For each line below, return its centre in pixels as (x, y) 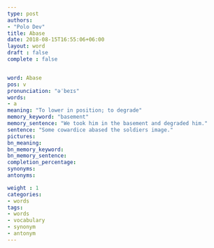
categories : (24, 194)
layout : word (26, 46)
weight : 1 (23, 188)
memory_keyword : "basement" (48, 117)
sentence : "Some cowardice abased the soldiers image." (90, 130)
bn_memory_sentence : (37, 156)
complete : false (33, 59)
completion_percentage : (42, 162)
